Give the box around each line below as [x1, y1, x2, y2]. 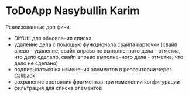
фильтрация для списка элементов [13, 84, 102, 91]
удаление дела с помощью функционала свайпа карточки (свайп [13, 41, 178, 48]
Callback [13, 72, 36, 79]
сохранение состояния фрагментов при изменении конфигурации [13, 78, 180, 85]
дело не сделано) [13, 60, 59, 67]
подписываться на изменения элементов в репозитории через [13, 65, 172, 72]
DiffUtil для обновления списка [13, 34, 92, 41]
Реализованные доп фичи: [5, 23, 71, 30]
